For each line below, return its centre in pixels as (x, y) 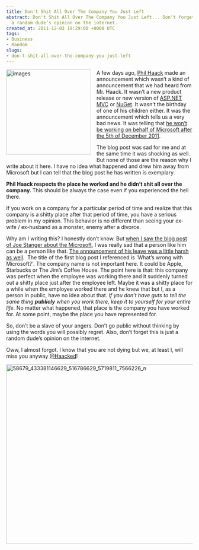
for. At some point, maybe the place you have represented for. (82, 314)
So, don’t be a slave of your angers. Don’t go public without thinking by (93, 325)
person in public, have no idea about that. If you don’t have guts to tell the (96, 295)
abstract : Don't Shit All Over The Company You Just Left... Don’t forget (100, 17)
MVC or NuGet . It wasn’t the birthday (142, 104)
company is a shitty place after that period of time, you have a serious (91, 214)
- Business (20, 39)
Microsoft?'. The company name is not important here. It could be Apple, (94, 263)
